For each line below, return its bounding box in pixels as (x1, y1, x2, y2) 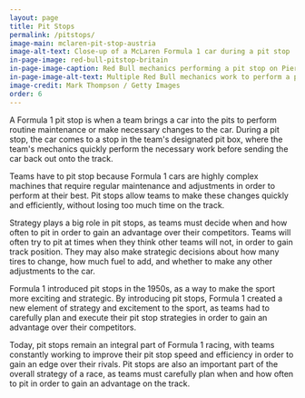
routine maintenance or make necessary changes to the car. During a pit (9, 124, 280, 134)
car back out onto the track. (9, 153, 113, 164)
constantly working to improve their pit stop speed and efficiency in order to (9, 349, 294, 360)
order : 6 (9, 89, 43, 98)
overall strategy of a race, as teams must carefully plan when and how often (9, 368, 294, 379)
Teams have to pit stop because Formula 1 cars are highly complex (9, 170, 259, 182)
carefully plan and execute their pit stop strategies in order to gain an (9, 312, 268, 323)
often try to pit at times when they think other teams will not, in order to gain (9, 236, 293, 247)
